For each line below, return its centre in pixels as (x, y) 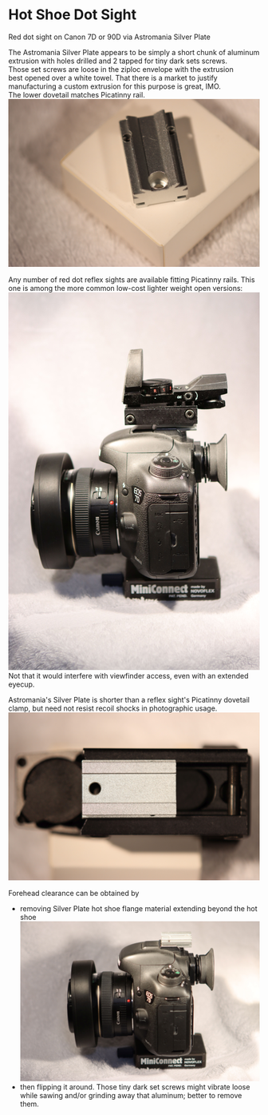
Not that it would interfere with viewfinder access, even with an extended (128, 676)
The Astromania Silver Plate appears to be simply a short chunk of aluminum (134, 52)
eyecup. (22, 684)
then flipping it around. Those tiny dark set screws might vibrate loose (135, 1087)
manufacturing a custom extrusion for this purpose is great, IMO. (115, 86)
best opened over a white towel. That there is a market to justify (113, 78)
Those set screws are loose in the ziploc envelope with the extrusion (121, 69)
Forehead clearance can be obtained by (74, 894)
